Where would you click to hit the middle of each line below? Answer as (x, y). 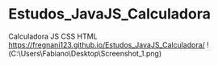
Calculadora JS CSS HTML (53, 36)
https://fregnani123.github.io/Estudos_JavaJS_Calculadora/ (107, 44)
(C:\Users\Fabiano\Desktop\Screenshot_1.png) (85, 53)
